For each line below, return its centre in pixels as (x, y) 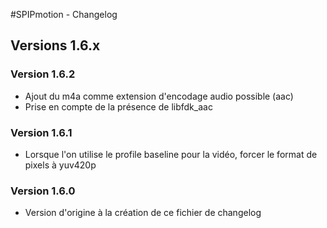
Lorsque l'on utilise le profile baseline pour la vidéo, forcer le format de (171, 154)
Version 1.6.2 (43, 74)
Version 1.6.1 (41, 132)
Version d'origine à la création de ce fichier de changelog (143, 213)
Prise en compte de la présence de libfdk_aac (118, 106)
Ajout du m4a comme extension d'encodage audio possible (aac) (159, 96)
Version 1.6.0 (43, 191)
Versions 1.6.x (55, 45)
